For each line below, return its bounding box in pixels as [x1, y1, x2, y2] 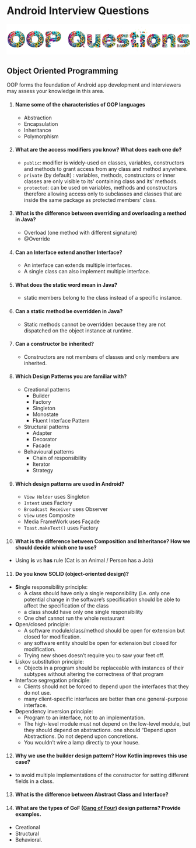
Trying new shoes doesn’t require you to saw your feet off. [23, 651, 165, 659]
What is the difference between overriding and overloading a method [15, 210, 186, 217]
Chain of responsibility [32, 455, 87, 462]
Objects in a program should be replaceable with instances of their [23, 664, 184, 671]
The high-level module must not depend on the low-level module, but [23, 720, 191, 727]
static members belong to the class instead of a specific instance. [23, 294, 182, 301]
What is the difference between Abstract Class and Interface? [15, 791, 169, 798]
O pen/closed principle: [15, 620, 71, 627]
